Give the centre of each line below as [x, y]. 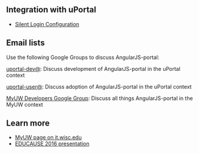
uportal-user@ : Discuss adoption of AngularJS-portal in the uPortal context [99, 86]
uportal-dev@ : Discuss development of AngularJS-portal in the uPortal [93, 68]
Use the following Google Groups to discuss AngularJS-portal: [83, 57]
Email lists [25, 43]
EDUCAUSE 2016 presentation [52, 144]
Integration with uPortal [51, 10]
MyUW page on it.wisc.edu [48, 138]
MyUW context [25, 104]
